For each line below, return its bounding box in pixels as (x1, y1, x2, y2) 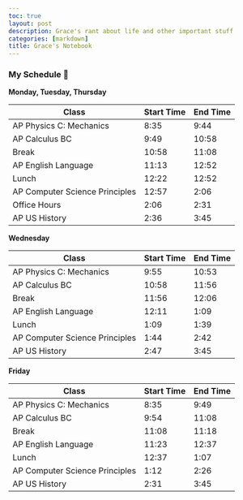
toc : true (8, 11, 42, 20)
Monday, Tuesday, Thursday (8, 87, 107, 97)
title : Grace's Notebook (8, 42, 92, 50)
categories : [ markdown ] (8, 34, 89, 43)
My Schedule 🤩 (8, 69, 69, 80)
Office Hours (12, 200, 62, 211)
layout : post (8, 19, 53, 28)
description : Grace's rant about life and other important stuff (8, 27, 233, 35)
